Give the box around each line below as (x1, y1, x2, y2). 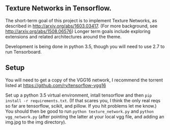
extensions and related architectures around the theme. (5, 33, 122, 39)
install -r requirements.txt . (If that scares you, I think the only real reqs (5, 97, 161, 103)
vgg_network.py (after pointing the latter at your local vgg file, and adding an (5, 113, 164, 119)
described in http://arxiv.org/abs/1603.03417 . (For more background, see (5, 23, 158, 29)
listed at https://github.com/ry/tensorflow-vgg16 (5, 82, 106, 88)
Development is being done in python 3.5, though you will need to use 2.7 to (5, 43, 165, 50)
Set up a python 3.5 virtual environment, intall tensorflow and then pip (5, 92, 152, 98)
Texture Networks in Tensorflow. (5, 4, 112, 13)
